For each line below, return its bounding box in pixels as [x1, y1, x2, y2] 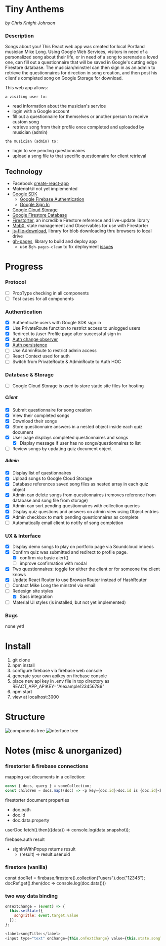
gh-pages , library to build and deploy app [12, 238, 97, 244]
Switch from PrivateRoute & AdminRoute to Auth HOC [12, 358, 122, 365]
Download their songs [12, 418, 57, 424]
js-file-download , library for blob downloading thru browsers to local [12, 228, 152, 234]
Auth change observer [12, 336, 58, 343]
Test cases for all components [12, 296, 74, 301]
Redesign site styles [12, 588, 53, 594]
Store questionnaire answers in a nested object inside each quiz [12, 423, 143, 429]
